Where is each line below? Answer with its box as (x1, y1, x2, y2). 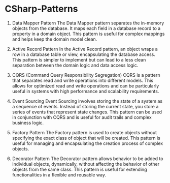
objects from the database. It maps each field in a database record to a (12, 25, 161, 31)
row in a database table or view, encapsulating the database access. (12, 51, 155, 57)
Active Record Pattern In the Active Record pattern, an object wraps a (12, 46, 158, 52)
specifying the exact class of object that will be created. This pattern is (12, 135, 160, 141)
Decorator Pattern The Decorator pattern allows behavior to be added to (12, 156, 163, 162)
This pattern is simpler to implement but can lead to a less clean (12, 56, 146, 63)
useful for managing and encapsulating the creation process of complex (12, 140, 163, 146)
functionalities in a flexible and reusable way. (12, 171, 107, 178)
